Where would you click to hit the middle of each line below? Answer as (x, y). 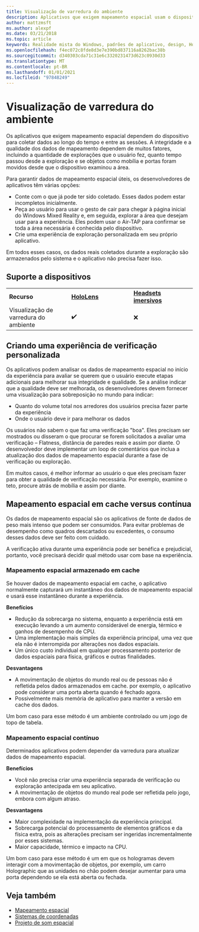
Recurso (21, 297)
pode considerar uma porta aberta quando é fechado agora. (88, 692)
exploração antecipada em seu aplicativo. (65, 786)
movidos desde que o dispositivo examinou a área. (68, 168)
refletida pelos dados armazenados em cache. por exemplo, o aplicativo (103, 686)
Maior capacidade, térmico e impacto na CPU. (71, 847)
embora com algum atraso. (48, 799)
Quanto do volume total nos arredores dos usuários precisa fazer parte (101, 406)
